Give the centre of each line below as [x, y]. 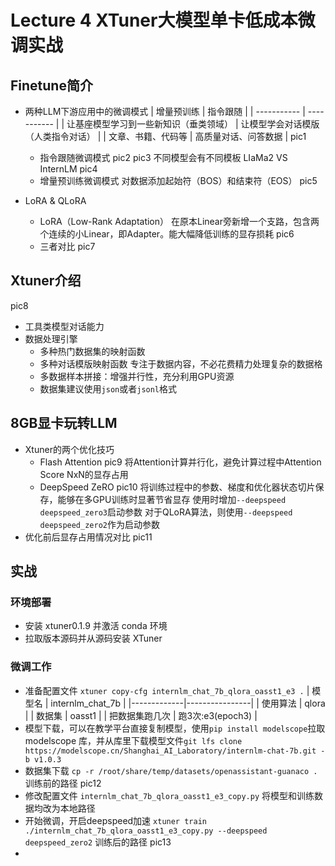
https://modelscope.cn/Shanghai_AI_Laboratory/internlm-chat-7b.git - [175, 751]
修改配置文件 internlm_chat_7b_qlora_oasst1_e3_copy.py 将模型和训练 [169, 795]
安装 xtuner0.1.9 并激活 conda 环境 [96, 626]
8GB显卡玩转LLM [64, 423]
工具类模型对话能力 [64, 326]
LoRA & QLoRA [55, 200]
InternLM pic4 [68, 169]
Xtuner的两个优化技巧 [69, 449]
